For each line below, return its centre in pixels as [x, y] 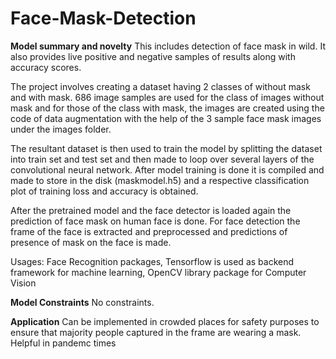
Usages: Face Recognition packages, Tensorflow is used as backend [152, 261]
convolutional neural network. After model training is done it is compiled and [167, 169]
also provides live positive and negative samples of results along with [153, 56]
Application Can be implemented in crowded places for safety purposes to [165, 321]
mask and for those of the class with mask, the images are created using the [167, 108]
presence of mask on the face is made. [91, 242]
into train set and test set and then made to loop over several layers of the [162, 159]
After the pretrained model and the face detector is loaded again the [151, 210]
